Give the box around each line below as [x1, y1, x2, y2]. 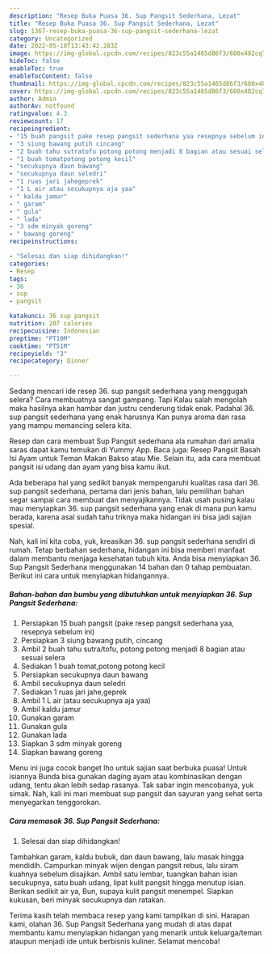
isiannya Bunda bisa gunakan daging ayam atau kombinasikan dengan [9, 772, 243, 782]
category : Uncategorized [9, 34, 93, 43]
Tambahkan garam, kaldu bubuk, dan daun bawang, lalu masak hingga [9, 852, 245, 862]
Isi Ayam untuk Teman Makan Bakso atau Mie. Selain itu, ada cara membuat [9, 454, 261, 464]
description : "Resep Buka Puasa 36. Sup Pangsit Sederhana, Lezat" [9, 11, 241, 20]
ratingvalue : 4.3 [9, 110, 68, 118]
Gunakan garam [20, 713, 75, 723]
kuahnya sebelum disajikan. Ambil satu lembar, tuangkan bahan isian [9, 869, 238, 879]
